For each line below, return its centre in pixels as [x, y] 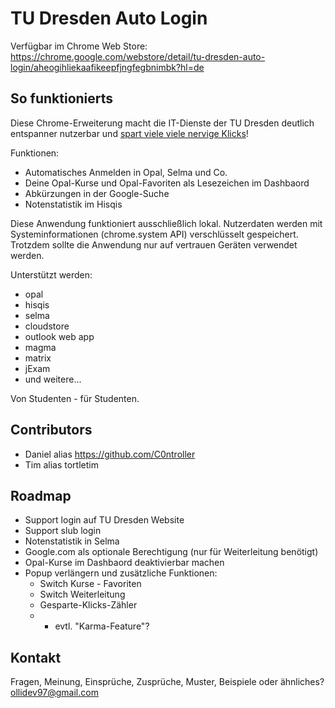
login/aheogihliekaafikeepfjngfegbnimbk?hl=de [107, 67]
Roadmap [41, 495]
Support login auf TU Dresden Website [104, 520]
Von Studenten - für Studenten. [75, 398]
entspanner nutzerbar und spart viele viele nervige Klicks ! [129, 133]
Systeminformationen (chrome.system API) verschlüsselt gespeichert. [154, 234]
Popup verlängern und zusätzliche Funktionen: [121, 573]
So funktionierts [62, 98]
